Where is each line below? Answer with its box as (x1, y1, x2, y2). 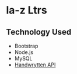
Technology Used (6, 27, 72, 37)
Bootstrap (14, 42, 38, 49)
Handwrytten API (14, 61, 56, 68)
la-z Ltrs (6, 4, 48, 17)
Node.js (14, 49, 34, 56)
